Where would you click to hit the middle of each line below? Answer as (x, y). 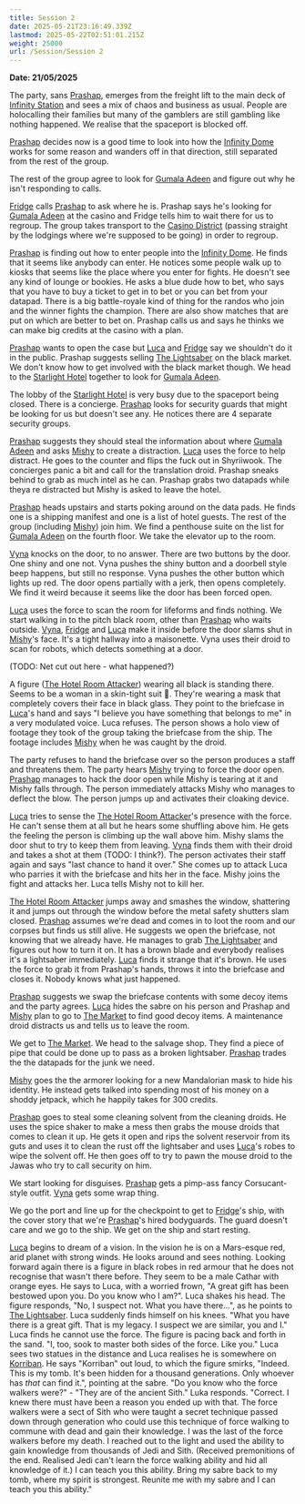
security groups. (40, 423)
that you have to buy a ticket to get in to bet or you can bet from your (139, 291)
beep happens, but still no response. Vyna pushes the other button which (147, 574)
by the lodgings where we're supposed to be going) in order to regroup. (144, 235)
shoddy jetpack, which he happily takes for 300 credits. (114, 1100)
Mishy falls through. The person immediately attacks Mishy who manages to (152, 789)
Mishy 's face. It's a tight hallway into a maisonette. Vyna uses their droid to (150, 639)
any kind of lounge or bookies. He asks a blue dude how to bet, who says (147, 282)
